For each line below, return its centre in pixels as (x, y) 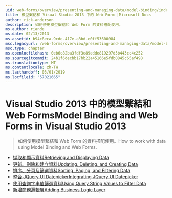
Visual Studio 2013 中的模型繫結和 (79, 104)
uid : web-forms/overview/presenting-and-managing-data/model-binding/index (88, 10)
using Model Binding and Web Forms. (57, 147)
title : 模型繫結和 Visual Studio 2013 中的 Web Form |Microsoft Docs (78, 15)
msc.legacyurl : (21, 44)
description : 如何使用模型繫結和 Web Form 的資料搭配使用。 (64, 24)
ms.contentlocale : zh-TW (32, 67)
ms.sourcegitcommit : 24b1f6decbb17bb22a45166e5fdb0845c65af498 (74, 58)
